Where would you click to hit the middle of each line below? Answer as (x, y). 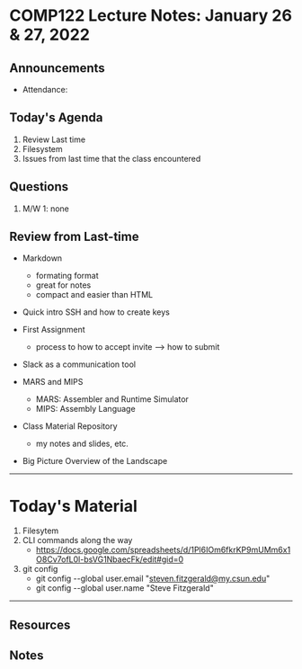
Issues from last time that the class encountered (111, 158)
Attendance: (45, 89)
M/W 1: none (45, 209)
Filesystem (42, 148)
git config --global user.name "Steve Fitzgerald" (124, 588)
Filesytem (40, 531)
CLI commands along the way (77, 540)
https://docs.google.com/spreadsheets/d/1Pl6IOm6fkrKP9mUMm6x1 (163, 550)
